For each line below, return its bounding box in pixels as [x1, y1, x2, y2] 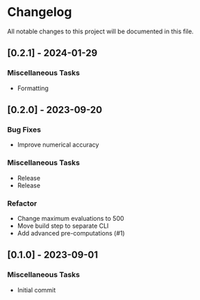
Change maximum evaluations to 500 [17, 214, 124, 222]
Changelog [7, 4, 72, 20]
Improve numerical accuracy [17, 140, 99, 149]
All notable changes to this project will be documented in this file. [7, 27, 194, 35]
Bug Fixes [7, 124, 42, 134]
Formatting [17, 84, 49, 92]
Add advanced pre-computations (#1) [17, 228, 125, 237]
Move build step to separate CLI [17, 222, 109, 230]
